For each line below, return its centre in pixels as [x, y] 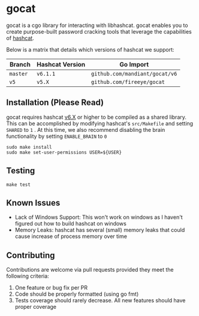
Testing [21, 171]
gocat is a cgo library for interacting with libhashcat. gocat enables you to [97, 25]
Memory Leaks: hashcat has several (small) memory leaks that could [100, 230]
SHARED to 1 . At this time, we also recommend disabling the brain [86, 130]
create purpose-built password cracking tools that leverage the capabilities [99, 31]
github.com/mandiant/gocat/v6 [134, 73]
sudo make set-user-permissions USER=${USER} [64, 152]
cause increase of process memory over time [71, 236]
